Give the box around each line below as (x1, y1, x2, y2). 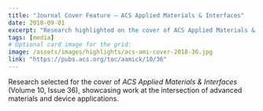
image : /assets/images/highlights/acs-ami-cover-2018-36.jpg (8, 48, 213, 56)
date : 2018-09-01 (8, 19, 65, 27)
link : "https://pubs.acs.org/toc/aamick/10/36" (8, 56, 168, 64)
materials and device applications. (8, 94, 120, 103)
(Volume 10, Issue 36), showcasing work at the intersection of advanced (8, 85, 243, 94)
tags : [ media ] (8, 33, 55, 42)
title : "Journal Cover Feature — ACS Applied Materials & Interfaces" (8, 11, 245, 20)
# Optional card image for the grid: (8, 41, 132, 49)
